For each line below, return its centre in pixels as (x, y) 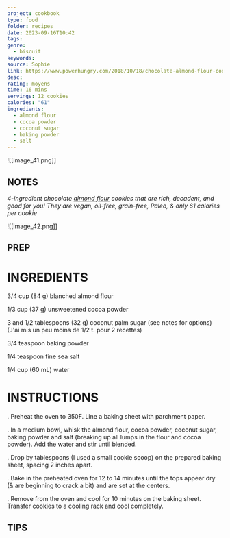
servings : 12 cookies (38, 97)
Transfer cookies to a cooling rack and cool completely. (86, 506)
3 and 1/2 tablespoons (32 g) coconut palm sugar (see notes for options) (110, 323)
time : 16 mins (27, 90)
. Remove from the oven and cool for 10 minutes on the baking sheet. (104, 499)
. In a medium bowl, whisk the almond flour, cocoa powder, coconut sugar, (112, 430)
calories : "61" (29, 103)
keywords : (21, 58)
